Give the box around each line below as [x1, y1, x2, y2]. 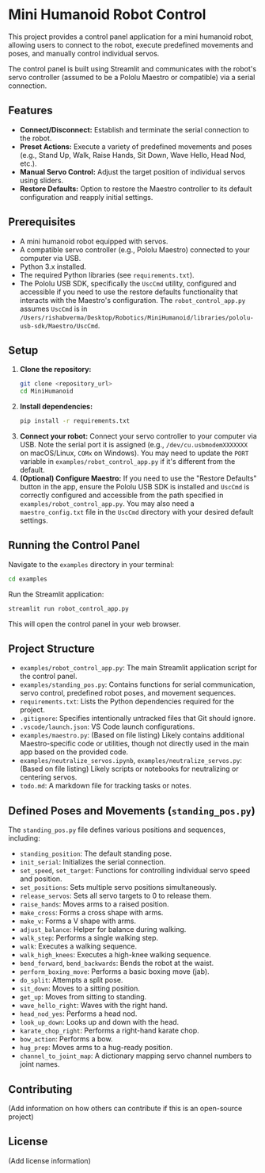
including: [8, 834, 41, 843]
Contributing [8, 1083, 73, 1096]
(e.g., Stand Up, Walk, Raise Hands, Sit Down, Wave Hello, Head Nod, [19, 150, 247, 159]
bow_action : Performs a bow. [19, 1034, 113, 1044]
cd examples [8, 575, 47, 583]
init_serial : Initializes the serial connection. [19, 857, 166, 867]
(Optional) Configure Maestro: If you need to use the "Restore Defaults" [19, 473, 257, 483]
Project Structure [8, 642, 95, 655]
